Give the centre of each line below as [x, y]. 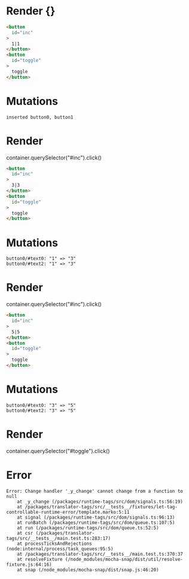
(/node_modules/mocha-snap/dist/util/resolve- [124, 559]
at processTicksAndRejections [55, 544]
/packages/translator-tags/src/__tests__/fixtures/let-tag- [101, 507]
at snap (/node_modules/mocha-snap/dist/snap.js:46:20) [88, 570]
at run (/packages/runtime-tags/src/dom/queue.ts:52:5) [88, 528]
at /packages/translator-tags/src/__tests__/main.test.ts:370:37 [100, 554]
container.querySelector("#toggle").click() [58, 451]
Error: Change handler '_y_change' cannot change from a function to [95, 491]
